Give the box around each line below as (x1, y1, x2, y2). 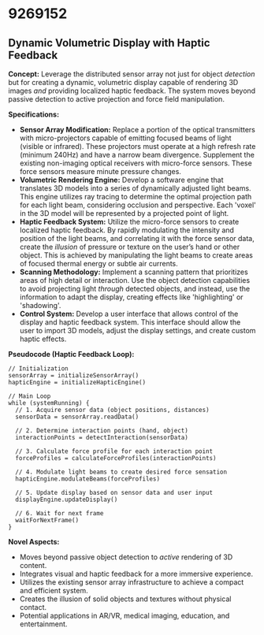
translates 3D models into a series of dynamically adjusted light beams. (19, 184, 251, 193)
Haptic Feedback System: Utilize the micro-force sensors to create (19, 217, 240, 226)
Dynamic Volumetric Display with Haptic (8, 36, 210, 50)
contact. (19, 603, 47, 611)
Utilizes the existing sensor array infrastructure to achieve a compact (19, 577, 244, 587)
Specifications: (8, 110, 60, 119)
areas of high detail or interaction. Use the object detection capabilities (19, 276, 251, 284)
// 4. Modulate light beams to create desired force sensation (15, 468, 227, 476)
